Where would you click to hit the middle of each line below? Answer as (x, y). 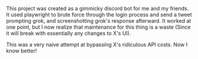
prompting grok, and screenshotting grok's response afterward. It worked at (99, 21)
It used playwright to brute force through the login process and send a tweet (99, 15)
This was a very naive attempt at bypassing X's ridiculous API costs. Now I (97, 44)
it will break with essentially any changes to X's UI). (69, 33)
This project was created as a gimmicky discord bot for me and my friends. (98, 8)
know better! (22, 51)
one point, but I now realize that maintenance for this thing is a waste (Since (98, 27)
